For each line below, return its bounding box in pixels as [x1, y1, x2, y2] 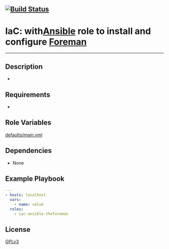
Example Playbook [5, 174, 64, 183]
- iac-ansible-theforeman [14, 211, 69, 216]
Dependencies [5, 146, 52, 155]
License [5, 225, 31, 234]
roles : [10, 207, 24, 212]
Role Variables [5, 118, 51, 127]
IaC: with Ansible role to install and [5, 25, 151, 37]
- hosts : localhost [5, 192, 46, 197]
